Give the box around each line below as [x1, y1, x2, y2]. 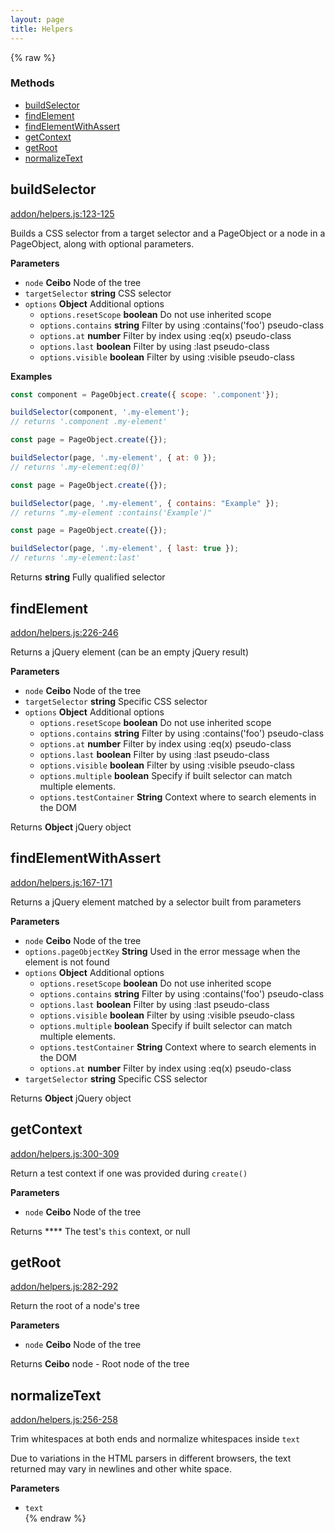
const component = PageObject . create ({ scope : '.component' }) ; [10, 389, 280, 400]
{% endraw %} [24, 1512, 87, 1525]
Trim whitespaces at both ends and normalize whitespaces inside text [10, 1433, 301, 1445]
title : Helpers [10, 24, 74, 34]
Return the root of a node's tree [10, 1300, 140, 1312]
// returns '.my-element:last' [10, 553, 141, 563]
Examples [10, 370, 53, 382]
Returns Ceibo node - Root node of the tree [10, 1358, 190, 1370]
